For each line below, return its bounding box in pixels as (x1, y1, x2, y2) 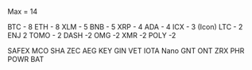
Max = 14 (7, 7, 38, 16)
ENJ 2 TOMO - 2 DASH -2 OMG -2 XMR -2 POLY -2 (7, 31, 176, 40)
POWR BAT (7, 55, 45, 64)
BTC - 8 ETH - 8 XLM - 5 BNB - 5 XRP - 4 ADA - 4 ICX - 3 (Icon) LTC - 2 (7, 22, 243, 31)
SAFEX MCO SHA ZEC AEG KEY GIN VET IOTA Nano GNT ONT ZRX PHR (7, 46, 245, 55)
